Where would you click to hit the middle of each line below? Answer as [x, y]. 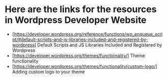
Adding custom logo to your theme [48, 71]
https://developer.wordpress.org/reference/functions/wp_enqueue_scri [88, 34]
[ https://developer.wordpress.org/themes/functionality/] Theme [78, 55]
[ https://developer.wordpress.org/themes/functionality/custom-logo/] [85, 66]
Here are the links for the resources [81, 9]
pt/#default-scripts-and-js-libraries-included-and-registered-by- [80, 39]
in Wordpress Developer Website [76, 20]
